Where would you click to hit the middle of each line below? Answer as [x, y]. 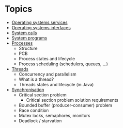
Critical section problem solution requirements [72, 100]
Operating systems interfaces [41, 27]
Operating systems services [39, 22]
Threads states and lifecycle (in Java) [56, 84]
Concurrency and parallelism [47, 74]
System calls [24, 33]
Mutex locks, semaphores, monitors [54, 115]
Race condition [34, 110]
